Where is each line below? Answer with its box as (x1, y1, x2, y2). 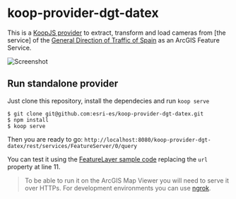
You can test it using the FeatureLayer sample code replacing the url (7, 154, 208, 164)
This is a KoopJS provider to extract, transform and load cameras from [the (7, 28, 226, 37)
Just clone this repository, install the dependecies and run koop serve (7, 96, 210, 105)
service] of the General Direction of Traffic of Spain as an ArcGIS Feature (7, 35, 220, 44)
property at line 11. (7, 162, 61, 171)
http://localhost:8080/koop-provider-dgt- (84, 136, 211, 143)
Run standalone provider (7, 78, 119, 90)
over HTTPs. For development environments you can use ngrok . (24, 183, 211, 192)
